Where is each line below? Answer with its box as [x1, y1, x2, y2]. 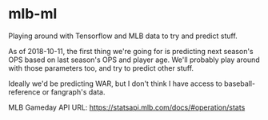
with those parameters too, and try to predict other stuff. [8, 63, 194, 72]
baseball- [223, 79, 256, 88]
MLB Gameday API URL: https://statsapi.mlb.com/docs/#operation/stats [8, 103, 246, 112]
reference [8, 87, 41, 96]
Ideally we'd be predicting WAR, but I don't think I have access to [8, 79, 222, 88]
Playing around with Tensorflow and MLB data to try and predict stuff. [8, 31, 238, 41]
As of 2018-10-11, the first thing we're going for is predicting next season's [8, 46, 254, 56]
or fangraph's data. [42, 87, 106, 96]
